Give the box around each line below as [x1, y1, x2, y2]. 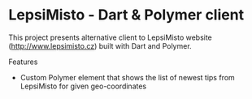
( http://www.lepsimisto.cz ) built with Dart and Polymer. [8, 41, 193, 50]
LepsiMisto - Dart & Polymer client [8, 6, 245, 24]
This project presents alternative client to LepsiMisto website [8, 32, 213, 42]
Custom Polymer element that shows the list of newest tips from [20, 72, 236, 82]
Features [8, 57, 38, 67]
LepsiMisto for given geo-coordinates [20, 81, 147, 91]
